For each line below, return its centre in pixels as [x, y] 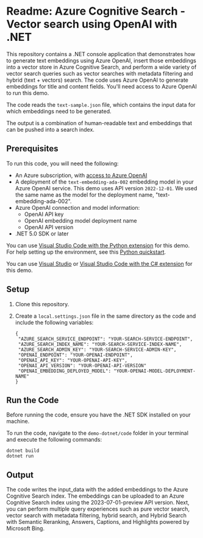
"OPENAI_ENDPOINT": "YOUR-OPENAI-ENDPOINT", [75, 355]
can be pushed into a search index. [50, 129]
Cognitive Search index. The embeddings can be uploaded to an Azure [95, 496]
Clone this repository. [42, 304]
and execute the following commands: [54, 440]
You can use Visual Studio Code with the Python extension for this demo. [98, 245]
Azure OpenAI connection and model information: [77, 207]
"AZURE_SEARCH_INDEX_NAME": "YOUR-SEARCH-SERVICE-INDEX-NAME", [100, 344]
